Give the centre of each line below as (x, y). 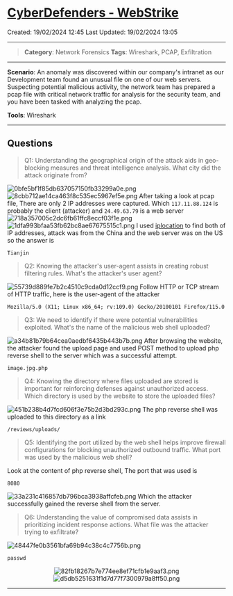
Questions (30, 144)
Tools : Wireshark (32, 115)
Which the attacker (165, 496)
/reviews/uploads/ (34, 429)
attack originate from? (56, 175)
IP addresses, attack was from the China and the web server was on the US (115, 233)
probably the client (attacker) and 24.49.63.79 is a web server (95, 211)
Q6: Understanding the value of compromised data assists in (111, 517)
